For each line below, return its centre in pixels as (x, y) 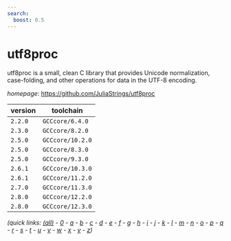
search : (18, 13)
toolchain (67, 111)
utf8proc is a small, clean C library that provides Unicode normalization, (109, 73)
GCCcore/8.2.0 (65, 131)
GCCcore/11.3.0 (67, 188)
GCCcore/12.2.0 (67, 197)
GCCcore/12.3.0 (67, 207)
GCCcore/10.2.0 (67, 140)
